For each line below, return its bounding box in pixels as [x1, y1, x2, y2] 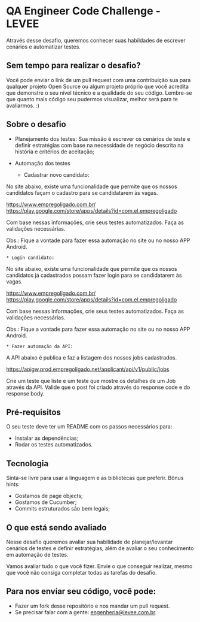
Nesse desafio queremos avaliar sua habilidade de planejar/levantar [6, 538, 173, 545]
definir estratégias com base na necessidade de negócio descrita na [14, 141, 184, 149]
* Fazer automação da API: [6, 343, 73, 349]
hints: [6, 481, 20, 488]
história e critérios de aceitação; [14, 148, 94, 155]
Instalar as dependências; [14, 434, 79, 442]
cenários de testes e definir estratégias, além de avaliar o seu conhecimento [6, 545, 194, 552]
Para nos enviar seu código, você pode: [6, 586, 156, 597]
